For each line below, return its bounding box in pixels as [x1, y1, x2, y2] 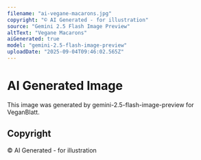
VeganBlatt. [7, 108, 40, 116]
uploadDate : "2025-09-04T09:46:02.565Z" [7, 49, 125, 56]
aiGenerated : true [7, 36, 60, 43]
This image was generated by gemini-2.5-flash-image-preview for [7, 100, 194, 108]
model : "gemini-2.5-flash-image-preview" [7, 42, 128, 49]
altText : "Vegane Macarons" [7, 29, 88, 36]
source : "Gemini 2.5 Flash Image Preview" [7, 23, 130, 30]
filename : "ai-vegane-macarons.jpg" [7, 10, 112, 17]
